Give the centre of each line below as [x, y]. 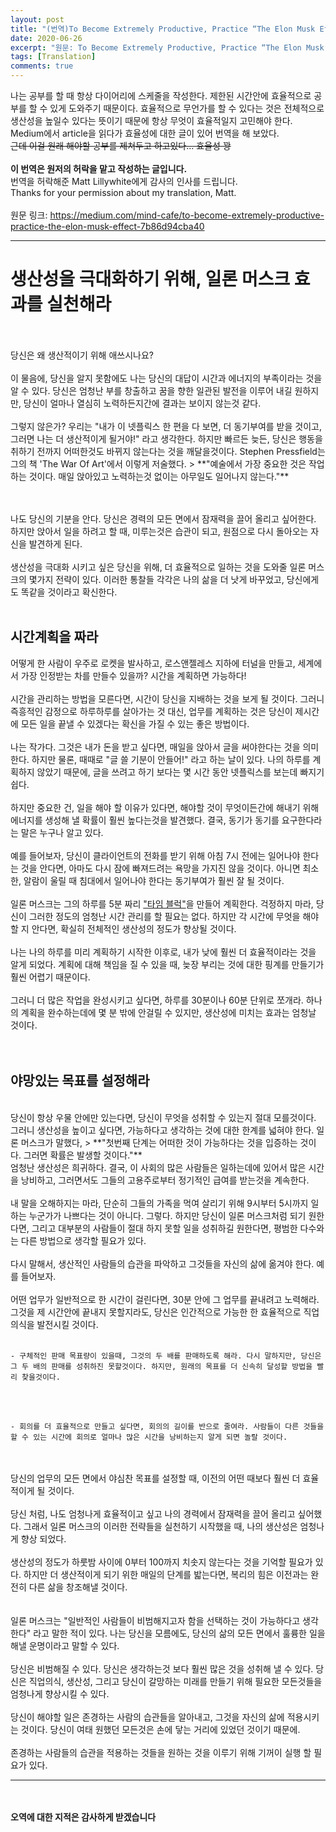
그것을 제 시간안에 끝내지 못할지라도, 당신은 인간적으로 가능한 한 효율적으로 [156, 1312]
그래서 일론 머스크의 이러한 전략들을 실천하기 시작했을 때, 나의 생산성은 [160, 1526]
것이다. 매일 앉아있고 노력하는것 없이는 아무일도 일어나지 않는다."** [159, 476]
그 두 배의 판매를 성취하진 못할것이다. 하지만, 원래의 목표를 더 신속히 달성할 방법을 [161, 1366]
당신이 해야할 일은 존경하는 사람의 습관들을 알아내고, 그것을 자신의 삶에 [147, 1717]
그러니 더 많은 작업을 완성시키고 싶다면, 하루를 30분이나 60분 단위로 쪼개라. [157, 1000]
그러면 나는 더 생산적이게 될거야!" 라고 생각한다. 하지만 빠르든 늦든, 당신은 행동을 [166, 438]
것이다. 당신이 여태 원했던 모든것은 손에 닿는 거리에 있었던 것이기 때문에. [160, 1729]
